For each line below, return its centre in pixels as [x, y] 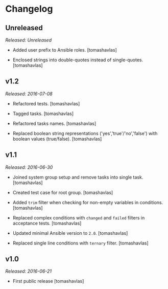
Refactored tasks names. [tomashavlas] [54, 123]
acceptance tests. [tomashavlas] [47, 223]
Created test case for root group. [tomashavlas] [63, 192]
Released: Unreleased [29, 40]
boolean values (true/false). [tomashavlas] [57, 139]
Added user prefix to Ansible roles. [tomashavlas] [65, 50]
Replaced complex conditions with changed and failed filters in [79, 217]
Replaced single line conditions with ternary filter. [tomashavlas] [81, 243]
